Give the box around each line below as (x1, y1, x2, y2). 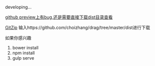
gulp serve (12, 55, 35, 61)
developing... (5, 4, 32, 10)
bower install (12, 45, 39, 50)
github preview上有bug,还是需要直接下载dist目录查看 (5, 14, 113, 20)
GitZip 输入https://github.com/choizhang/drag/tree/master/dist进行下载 (5, 24, 151, 30)
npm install (12, 50, 35, 56)
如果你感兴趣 (5, 35, 31, 41)
